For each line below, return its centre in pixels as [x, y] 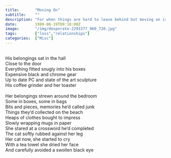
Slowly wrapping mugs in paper [38, 123]
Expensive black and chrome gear [41, 74]
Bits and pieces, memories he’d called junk [50, 107]
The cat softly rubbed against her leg [44, 134]
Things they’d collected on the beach [44, 112]
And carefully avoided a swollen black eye [50, 150]
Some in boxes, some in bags [36, 101]
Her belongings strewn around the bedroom [51, 96]
